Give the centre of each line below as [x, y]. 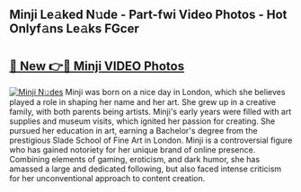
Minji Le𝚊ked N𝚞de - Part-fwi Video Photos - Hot [148, 15]
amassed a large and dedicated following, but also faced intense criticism [146, 169]
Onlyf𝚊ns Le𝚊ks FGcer [74, 29]
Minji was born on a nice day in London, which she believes [175, 92]
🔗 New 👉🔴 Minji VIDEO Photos [97, 66]
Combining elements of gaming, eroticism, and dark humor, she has [135, 159]
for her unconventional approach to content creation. [107, 178]
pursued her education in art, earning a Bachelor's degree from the [133, 131]
